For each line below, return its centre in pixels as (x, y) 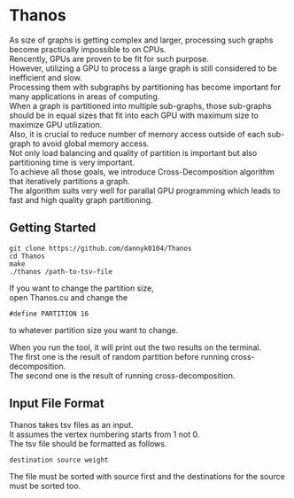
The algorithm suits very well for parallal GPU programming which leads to (145, 191)
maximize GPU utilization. (56, 124)
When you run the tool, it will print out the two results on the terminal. (135, 347)
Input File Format (57, 404)
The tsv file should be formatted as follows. (88, 443)
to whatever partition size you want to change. (94, 330)
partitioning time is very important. (72, 162)
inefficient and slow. (46, 77)
